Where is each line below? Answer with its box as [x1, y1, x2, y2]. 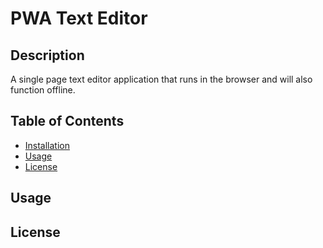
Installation [24, 139, 71, 151]
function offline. [10, 84, 76, 96]
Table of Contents [10, 113, 125, 130]
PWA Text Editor [10, 7, 148, 30]
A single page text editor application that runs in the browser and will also [10, 73, 313, 85]
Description [10, 47, 85, 64]
